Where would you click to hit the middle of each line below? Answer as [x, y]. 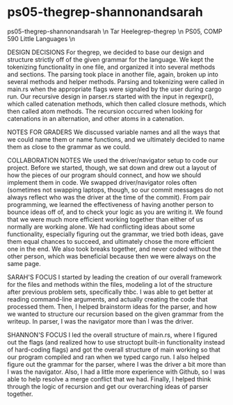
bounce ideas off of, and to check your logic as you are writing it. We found [115, 212]
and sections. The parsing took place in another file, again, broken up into [113, 74]
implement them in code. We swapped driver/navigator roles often [102, 182]
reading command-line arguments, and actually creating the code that [107, 299]
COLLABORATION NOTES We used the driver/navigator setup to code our [113, 160]
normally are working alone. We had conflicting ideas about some [101, 226]
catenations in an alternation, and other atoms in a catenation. [96, 118]
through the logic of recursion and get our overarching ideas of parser [108, 386]
